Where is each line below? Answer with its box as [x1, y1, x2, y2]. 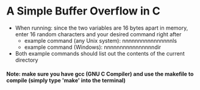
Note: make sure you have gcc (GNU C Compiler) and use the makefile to [6, 70, 194, 77]
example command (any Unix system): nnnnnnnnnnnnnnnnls [24, 37, 177, 44]
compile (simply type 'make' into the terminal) [6, 77, 126, 84]
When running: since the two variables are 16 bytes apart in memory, [15, 24, 188, 31]
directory [15, 56, 38, 63]
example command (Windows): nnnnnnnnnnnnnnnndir [24, 43, 162, 51]
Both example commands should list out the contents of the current [15, 50, 185, 57]
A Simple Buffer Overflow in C [6, 4, 160, 18]
